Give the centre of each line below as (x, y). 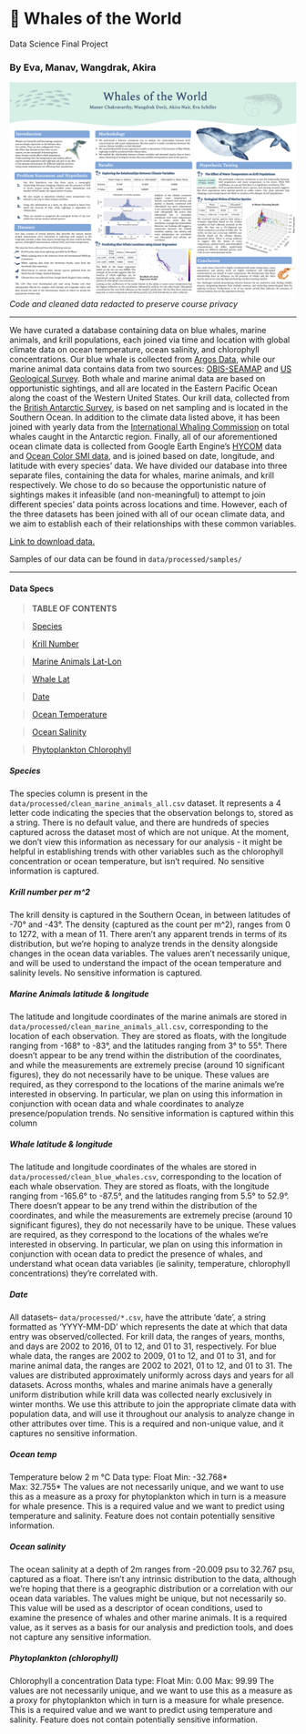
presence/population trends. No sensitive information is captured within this (152, 1114)
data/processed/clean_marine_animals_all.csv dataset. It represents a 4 (145, 803)
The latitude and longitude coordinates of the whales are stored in (133, 1167)
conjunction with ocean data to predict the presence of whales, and (136, 1254)
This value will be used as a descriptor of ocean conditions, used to (136, 1608)
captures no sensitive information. (73, 1433)
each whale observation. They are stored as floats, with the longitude (139, 1187)
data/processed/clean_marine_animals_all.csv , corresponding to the (139, 1026)
